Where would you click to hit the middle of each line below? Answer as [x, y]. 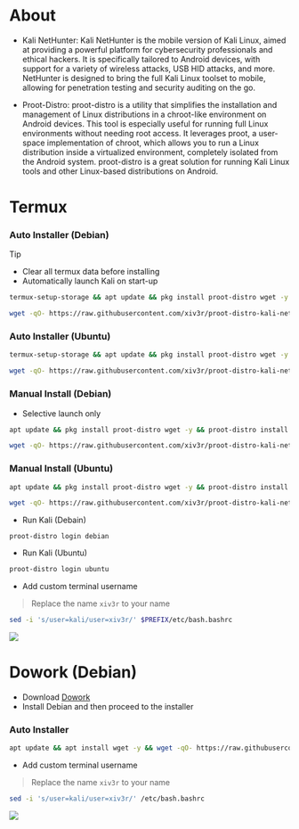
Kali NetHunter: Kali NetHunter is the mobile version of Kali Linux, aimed [154, 40]
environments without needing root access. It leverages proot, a [139, 133]
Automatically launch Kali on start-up [90, 281]
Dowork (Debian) [73, 673]
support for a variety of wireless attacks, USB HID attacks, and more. [149, 69]
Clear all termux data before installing [91, 272]
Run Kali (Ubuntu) [54, 553]
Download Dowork [56, 697]
